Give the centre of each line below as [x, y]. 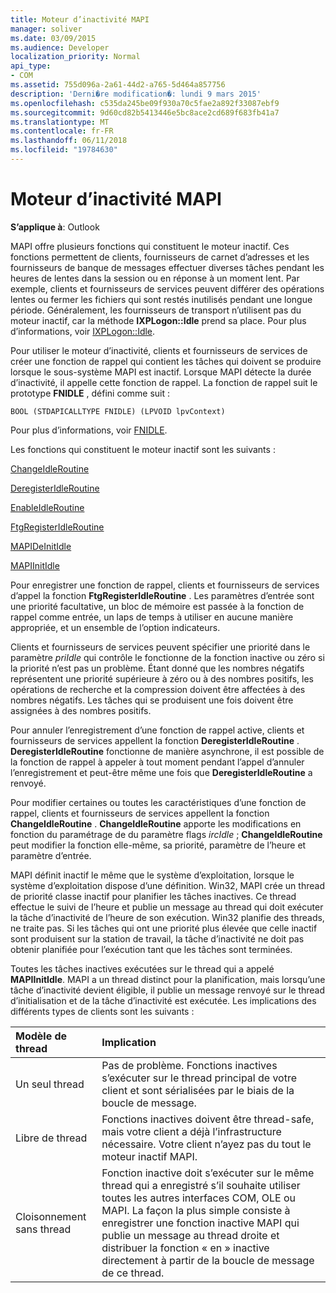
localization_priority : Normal [75, 57]
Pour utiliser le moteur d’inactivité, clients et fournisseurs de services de [159, 350]
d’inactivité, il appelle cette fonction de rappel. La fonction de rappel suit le [164, 382]
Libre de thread [51, 1138]
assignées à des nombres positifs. [81, 710]
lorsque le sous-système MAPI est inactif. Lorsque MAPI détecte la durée [161, 372]
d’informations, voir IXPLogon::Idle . [83, 331]
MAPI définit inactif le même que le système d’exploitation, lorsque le [152, 875]
